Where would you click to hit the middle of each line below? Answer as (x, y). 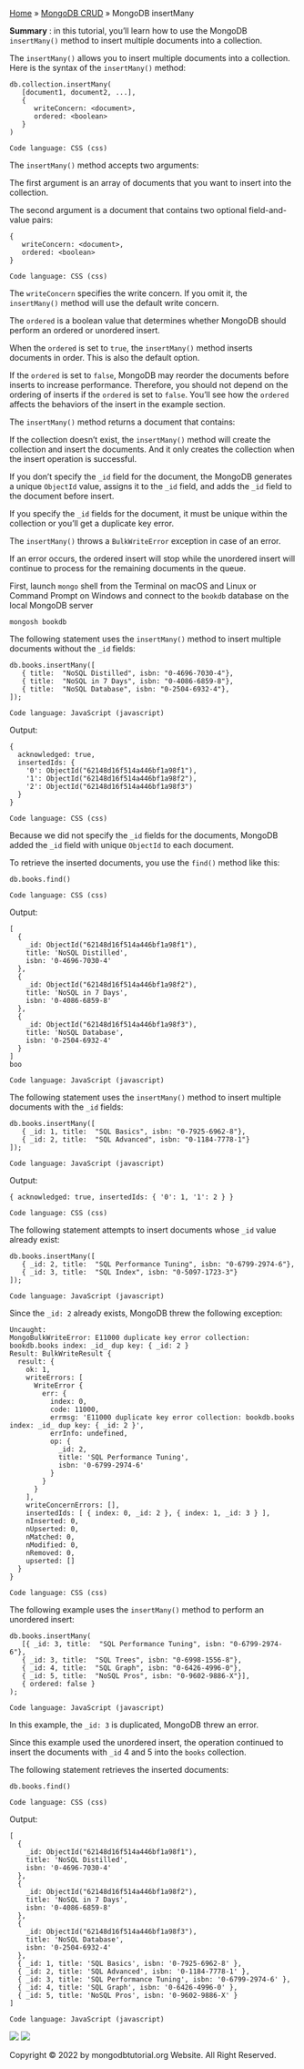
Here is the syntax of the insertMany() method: (98, 68)
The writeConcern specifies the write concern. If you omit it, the (128, 293)
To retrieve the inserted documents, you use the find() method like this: (145, 863)
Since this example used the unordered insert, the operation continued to (147, 1742)
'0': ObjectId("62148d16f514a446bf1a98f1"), (111, 771)
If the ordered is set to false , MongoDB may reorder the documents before (149, 375)
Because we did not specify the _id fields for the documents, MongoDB (144, 835)
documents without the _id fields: (73, 649)
